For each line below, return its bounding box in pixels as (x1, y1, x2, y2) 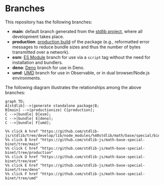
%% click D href (5, 154, 38, 159)
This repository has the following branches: (5, 19, 93, 25)
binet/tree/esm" (5, 159, 38, 164)
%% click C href (5, 146, 38, 151)
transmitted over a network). (12, 49, 70, 55)
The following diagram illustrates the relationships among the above (5, 84, 142, 90)
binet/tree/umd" (5, 176, 38, 181)
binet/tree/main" (5, 142, 41, 147)
